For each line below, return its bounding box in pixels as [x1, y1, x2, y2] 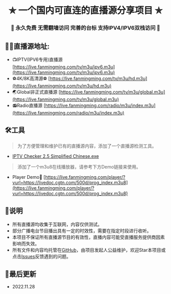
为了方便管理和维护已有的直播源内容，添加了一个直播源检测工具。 [17, 142, 157, 149]
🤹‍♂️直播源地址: [5, 42, 50, 50]
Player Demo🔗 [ [12, 174, 46, 180]
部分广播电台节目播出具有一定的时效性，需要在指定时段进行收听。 [12, 227, 152, 234]
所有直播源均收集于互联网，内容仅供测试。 [12, 221, 102, 227]
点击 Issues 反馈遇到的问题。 [12, 253, 71, 260]
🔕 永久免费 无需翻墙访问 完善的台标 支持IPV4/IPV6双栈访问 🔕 [10, 24, 161, 31]
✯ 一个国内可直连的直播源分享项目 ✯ [8, 5, 163, 16]
